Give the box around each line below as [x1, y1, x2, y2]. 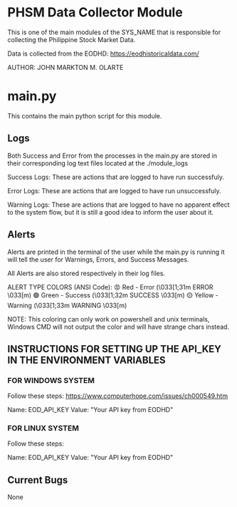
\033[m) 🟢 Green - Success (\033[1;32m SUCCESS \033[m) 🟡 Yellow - [7, 290, 218, 299]
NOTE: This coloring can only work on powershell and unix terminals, [7, 314, 210, 323]
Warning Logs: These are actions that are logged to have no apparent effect [7, 200, 230, 209]
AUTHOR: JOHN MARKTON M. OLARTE [7, 63, 124, 71]
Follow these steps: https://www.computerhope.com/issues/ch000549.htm [7, 391, 228, 400]
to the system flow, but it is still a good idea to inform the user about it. [7, 208, 214, 216]
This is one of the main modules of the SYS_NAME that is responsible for [7, 28, 221, 36]
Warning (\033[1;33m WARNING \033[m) [7, 301, 127, 309]
